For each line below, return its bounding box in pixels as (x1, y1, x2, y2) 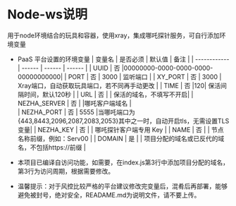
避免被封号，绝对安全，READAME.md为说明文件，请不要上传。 (17, 190, 201, 199)
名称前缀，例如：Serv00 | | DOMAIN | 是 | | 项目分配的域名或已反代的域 (17, 134, 225, 143)
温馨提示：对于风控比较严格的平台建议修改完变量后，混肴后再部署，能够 (17, 181, 228, 190)
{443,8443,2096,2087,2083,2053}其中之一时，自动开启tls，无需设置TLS (17, 116, 230, 125)
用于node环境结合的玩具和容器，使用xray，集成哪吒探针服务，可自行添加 (7, 31, 220, 40)
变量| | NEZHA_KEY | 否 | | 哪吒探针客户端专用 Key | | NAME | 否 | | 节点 (17, 125, 224, 134)
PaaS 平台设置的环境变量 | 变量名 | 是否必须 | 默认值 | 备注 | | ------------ (17, 54, 230, 63)
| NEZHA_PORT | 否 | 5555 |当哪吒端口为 (17, 107, 135, 116)
